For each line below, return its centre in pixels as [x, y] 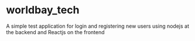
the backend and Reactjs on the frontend [55, 32]
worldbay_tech [43, 10]
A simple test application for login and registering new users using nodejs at [97, 26]
